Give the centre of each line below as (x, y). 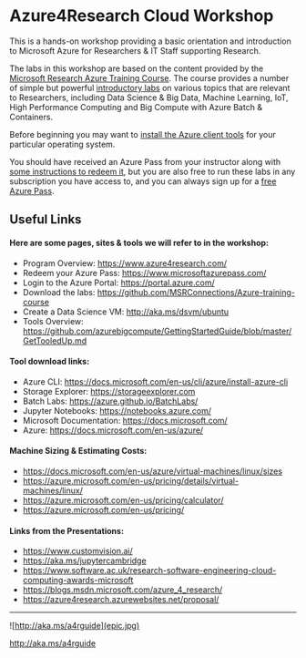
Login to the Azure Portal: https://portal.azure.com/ (119, 283)
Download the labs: (59, 292)
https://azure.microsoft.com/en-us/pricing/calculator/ (123, 500)
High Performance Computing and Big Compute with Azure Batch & (136, 107)
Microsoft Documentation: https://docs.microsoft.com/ (125, 420)
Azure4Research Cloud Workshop (142, 16)
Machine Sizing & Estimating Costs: (78, 451)
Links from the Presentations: (67, 530)
